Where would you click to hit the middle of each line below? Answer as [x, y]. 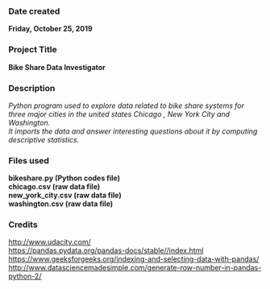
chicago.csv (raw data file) [54, 187]
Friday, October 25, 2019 [50, 29]
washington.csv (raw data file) [61, 204]
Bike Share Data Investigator [57, 67]
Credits [23, 225]
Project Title [33, 50]
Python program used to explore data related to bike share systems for [126, 105]
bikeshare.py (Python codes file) [64, 178]
